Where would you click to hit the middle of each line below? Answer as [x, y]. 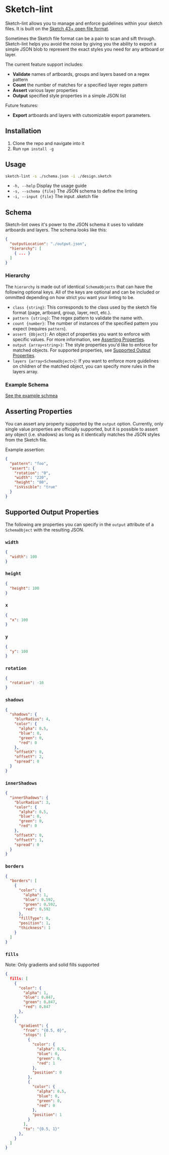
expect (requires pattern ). [40, 328]
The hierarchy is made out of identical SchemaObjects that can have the [79, 286]
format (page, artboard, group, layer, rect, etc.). [62, 312]
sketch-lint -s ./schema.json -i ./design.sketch [59, 176]
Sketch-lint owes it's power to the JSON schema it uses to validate [74, 225]
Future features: [22, 105]
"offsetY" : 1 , [29, 840]
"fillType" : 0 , [35, 919]
